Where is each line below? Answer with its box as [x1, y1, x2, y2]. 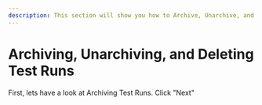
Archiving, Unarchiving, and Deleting [8, 45, 254, 63]
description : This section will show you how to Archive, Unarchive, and [8, 11, 255, 20]
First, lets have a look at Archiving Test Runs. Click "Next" [8, 88, 195, 97]
